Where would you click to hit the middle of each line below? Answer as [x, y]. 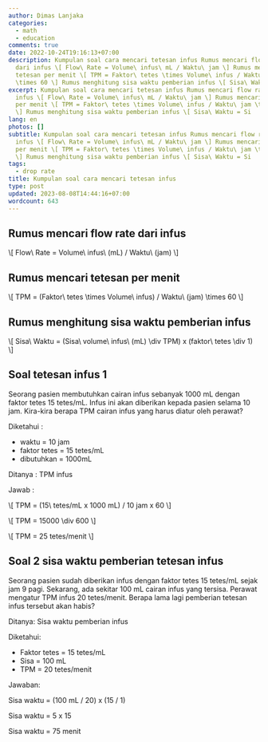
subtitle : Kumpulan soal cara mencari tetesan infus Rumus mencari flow [132, 134]
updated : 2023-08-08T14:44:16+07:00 [69, 193]
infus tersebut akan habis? [52, 606]
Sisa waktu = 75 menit [45, 731]
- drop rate [35, 172]
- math [26, 30]
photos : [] [26, 127]
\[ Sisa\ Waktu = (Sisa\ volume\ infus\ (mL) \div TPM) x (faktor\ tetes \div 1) [131, 341]
